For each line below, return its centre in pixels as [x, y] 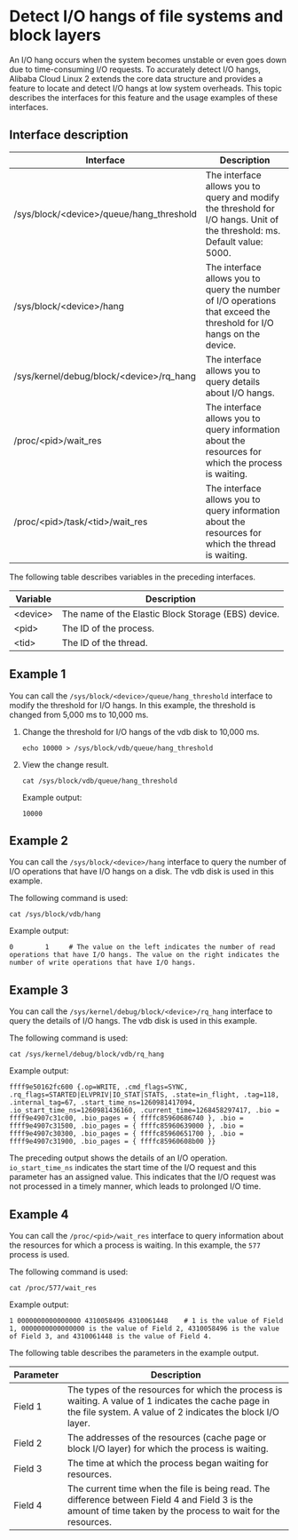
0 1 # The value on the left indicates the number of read [142, 947]
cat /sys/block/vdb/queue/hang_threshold [99, 781]
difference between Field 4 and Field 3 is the [160, 1500]
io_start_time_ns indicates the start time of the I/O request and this [133, 1168]
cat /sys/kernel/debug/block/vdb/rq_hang [87, 1055]
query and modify [243, 197]
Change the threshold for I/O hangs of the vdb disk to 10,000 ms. [141, 731]
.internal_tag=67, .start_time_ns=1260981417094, [103, 1103]
